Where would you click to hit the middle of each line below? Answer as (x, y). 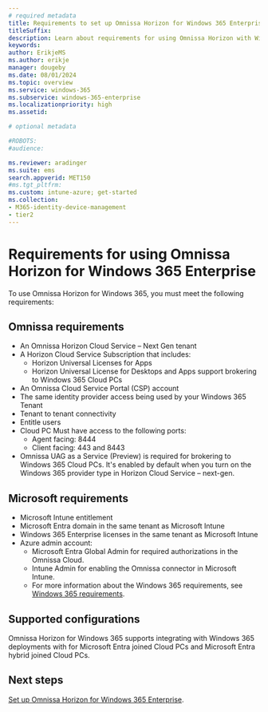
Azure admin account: (56, 543)
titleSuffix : (30, 30)
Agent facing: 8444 (64, 439)
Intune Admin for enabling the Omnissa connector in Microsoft (134, 568)
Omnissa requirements (66, 327)
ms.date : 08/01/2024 (43, 75)
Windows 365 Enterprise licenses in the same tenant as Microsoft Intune (139, 535)
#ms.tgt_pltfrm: (35, 185)
